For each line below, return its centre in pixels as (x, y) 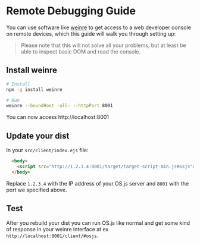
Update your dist (38, 136)
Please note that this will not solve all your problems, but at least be (103, 45)
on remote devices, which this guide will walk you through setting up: (91, 33)
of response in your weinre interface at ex (57, 229)
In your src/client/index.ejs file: (47, 150)
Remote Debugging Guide (71, 11)
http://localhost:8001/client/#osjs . (52, 235)
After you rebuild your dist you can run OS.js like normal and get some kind (98, 223)
